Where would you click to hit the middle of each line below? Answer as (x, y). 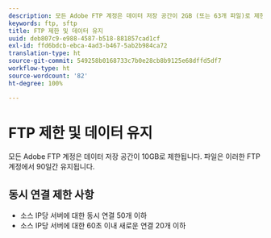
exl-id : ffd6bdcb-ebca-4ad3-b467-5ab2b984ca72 (88, 46)
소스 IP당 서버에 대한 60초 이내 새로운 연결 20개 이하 (103, 226)
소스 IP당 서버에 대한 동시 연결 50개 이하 (83, 215)
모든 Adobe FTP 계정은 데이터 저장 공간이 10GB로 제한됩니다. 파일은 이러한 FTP (134, 157)
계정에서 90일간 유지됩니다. (52, 167)
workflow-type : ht (39, 69)
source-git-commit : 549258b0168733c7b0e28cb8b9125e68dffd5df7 (115, 61)
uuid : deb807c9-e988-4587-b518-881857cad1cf (84, 38)
